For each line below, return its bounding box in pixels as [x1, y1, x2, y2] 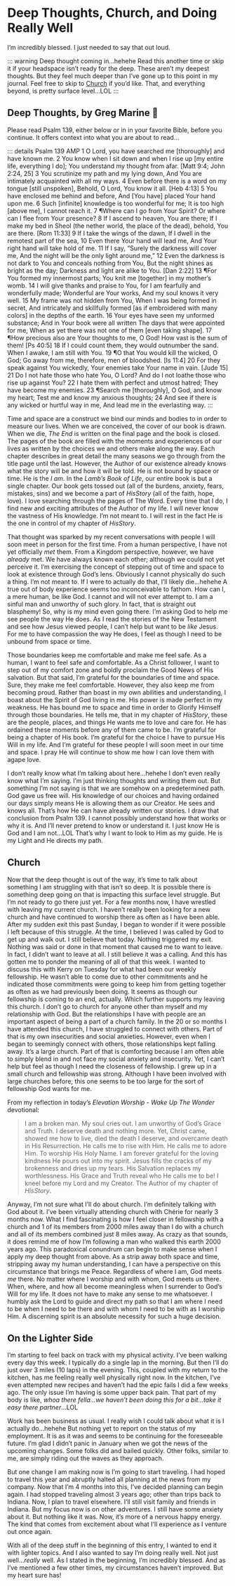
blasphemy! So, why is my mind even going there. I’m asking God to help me [7, 607, 228, 616]
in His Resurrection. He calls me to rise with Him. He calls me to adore [24, 1141, 227, 1150]
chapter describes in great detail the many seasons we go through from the [7, 451, 226, 460]
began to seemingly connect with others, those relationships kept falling [7, 1039, 216, 1048]
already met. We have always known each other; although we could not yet [7, 555, 225, 563]
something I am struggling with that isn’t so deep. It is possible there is [7, 882, 211, 891]
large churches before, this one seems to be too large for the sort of [7, 1077, 204, 1085]
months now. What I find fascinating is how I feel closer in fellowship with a [7, 1215, 224, 1223]
